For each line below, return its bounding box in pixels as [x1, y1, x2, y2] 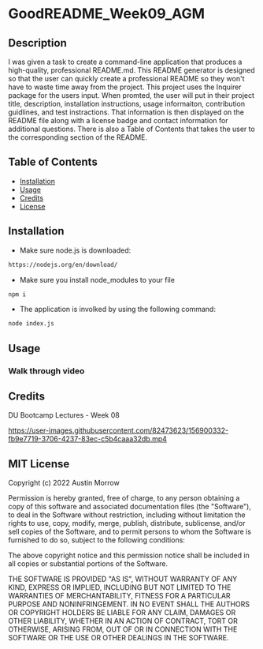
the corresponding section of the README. [8, 133, 148, 142]
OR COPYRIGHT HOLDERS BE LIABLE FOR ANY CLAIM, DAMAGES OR [8, 608, 236, 617]
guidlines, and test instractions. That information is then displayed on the [8, 107, 244, 117]
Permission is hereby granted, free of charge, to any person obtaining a [8, 493, 240, 503]
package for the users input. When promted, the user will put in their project [8, 91, 254, 99]
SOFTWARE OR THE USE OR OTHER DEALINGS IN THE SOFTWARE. [8, 633, 229, 643]
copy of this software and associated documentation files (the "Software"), [8, 502, 252, 512]
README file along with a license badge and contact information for [8, 116, 228, 125]
